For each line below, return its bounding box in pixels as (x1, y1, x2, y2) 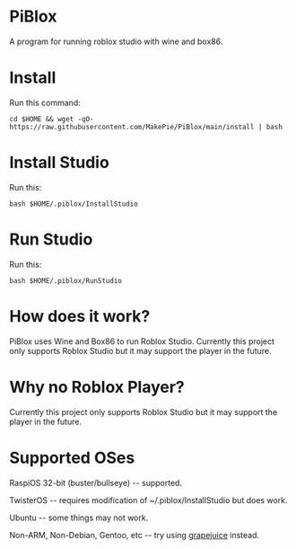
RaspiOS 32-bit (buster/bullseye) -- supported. (9, 477, 182, 488)
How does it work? (9, 305, 151, 326)
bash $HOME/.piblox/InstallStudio (9, 199, 139, 208)
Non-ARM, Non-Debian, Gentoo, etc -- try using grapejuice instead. (9, 529, 260, 540)
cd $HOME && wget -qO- (9, 114, 94, 123)
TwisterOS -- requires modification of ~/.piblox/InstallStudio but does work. (9, 494, 288, 505)
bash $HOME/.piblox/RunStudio (9, 276, 123, 285)
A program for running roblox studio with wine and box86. (9, 36, 223, 47)
